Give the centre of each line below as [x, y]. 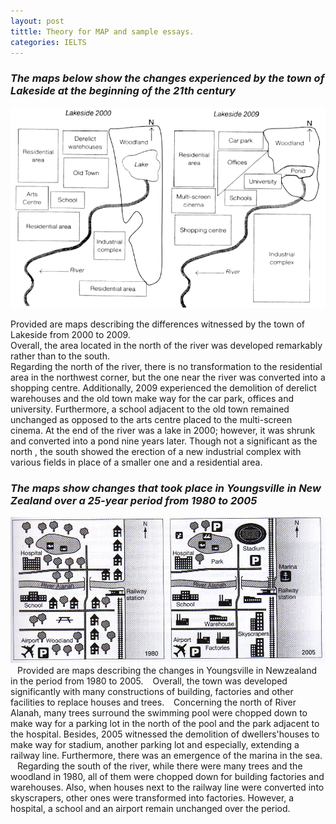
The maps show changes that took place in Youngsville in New [166, 488]
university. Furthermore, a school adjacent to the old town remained [150, 409]
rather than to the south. [60, 356]
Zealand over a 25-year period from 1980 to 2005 [134, 500]
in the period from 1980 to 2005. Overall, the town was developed [149, 681]
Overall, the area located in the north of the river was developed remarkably [166, 345]
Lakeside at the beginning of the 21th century [123, 91]
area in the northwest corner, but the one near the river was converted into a [168, 377]
